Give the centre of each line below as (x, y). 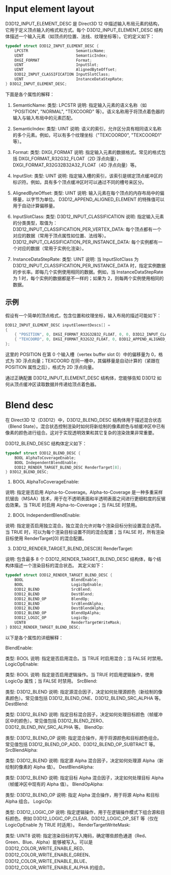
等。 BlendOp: (89, 727)
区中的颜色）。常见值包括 (31, 721)
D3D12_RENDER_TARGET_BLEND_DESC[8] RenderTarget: (73, 549)
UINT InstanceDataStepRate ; (69, 79)
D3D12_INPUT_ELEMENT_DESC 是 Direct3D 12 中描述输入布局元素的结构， (83, 23)
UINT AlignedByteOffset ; (66, 70)
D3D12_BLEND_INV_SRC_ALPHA (39, 727)
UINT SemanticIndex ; (61, 56)
